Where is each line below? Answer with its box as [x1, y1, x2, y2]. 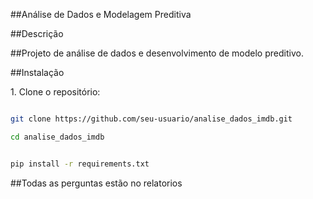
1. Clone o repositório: [10, 86, 101, 98]
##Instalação [10, 67, 65, 78]
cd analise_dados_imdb [10, 132, 105, 142]
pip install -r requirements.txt [10, 159, 150, 169]
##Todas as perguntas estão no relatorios [10, 177, 183, 189]
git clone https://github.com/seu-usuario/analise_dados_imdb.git [10, 114, 293, 124]
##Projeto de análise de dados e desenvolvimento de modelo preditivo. [10, 47, 304, 59]
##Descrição [10, 28, 64, 39]
